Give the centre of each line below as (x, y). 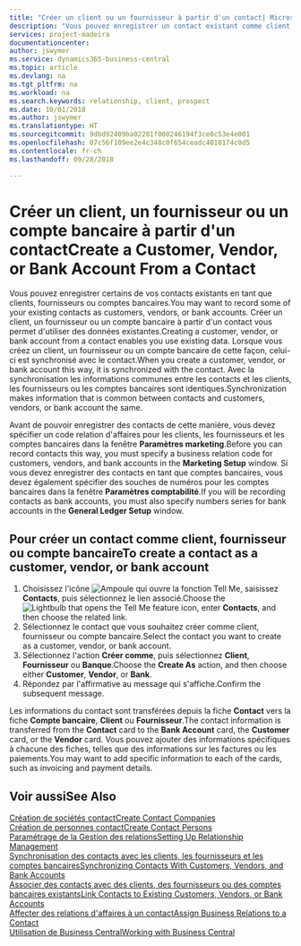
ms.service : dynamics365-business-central (90, 59)
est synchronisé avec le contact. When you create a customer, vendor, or (151, 360)
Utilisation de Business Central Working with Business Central (122, 933)
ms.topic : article (43, 68)
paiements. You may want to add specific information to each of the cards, (146, 759)
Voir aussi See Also (63, 796)
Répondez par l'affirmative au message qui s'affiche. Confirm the (142, 684)
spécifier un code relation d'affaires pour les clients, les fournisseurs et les (147, 435)
